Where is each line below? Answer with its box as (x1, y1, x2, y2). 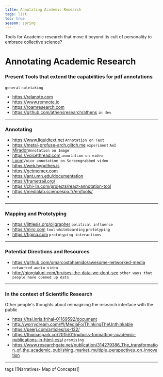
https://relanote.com (12, 94, 53, 99)
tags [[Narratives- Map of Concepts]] (5, 366, 80, 372)
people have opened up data (12, 275, 69, 279)
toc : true (5, 16, 25, 21)
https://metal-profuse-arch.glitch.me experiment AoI (12, 142, 116, 148)
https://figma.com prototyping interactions (12, 231, 102, 238)
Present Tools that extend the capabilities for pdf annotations (5, 73, 153, 80)
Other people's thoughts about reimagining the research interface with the (5, 301, 154, 307)
